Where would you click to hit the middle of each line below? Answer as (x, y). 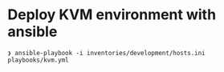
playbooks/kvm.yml (38, 60)
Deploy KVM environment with (112, 15)
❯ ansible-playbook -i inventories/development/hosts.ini (106, 53)
